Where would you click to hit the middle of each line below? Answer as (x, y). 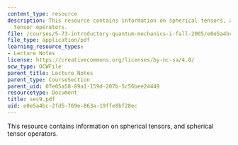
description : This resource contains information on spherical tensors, (117, 21)
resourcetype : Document (42, 93)
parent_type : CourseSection (49, 80)
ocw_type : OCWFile (34, 66)
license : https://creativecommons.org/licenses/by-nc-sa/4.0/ (101, 60)
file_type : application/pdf (49, 40)
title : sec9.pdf (31, 100)
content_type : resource (42, 14)
